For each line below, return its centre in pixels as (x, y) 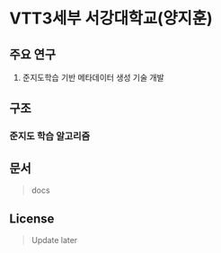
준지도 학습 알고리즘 (50, 136)
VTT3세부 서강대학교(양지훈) (111, 18)
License (32, 218)
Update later (54, 240)
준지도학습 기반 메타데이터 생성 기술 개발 (93, 78)
